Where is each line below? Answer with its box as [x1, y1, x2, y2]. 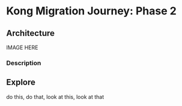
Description [6, 59, 41, 67]
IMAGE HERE [6, 44, 38, 51]
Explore [6, 77, 36, 87]
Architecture [6, 28, 55, 38]
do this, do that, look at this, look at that [6, 93, 104, 100]
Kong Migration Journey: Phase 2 [6, 4, 177, 18]
